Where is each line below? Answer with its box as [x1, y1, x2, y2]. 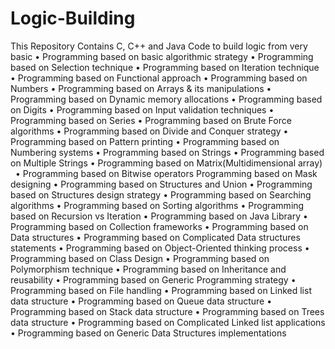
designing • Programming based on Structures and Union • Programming [10, 178, 313, 190]
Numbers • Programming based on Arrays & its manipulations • [10, 82, 272, 94]
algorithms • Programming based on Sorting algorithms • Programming [10, 199, 305, 211]
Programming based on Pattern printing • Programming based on [10, 135, 280, 147]
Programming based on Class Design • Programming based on [10, 252, 270, 264]
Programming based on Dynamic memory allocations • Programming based [10, 93, 323, 105]
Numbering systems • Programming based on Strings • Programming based [10, 146, 325, 158]
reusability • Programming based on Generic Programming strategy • [10, 273, 297, 286]
